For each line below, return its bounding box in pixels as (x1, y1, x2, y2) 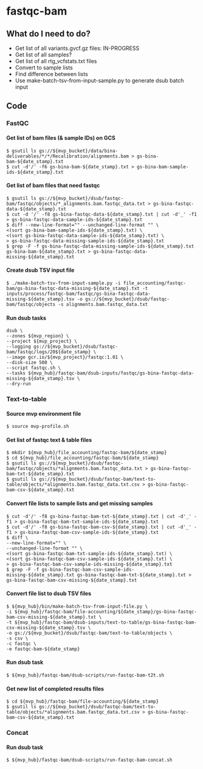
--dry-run (6, 381, 32, 387)
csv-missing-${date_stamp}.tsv (6, 624, 86, 630)
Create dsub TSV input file (6, 266, 75, 274)
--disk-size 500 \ (6, 360, 53, 366)
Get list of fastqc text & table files (6, 436, 92, 443)
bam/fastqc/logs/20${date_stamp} (6, 349, 91, 355)
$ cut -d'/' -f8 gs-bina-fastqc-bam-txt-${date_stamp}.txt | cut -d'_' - (6, 513, 198, 519)
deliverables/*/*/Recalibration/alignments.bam (6, 153, 129, 159)
